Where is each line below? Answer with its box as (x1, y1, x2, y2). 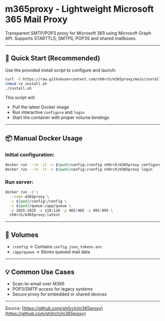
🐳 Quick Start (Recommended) (5, 54, 101, 62)
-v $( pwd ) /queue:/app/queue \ (9, 203, 71, 208)
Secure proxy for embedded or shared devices (12, 291, 107, 297)
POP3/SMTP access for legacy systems (12, 286, 93, 292)
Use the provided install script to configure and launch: (5, 67, 116, 73)
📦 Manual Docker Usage (5, 134, 83, 142)
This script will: (5, 95, 36, 101)
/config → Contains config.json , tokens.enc (12, 244, 102, 250)
